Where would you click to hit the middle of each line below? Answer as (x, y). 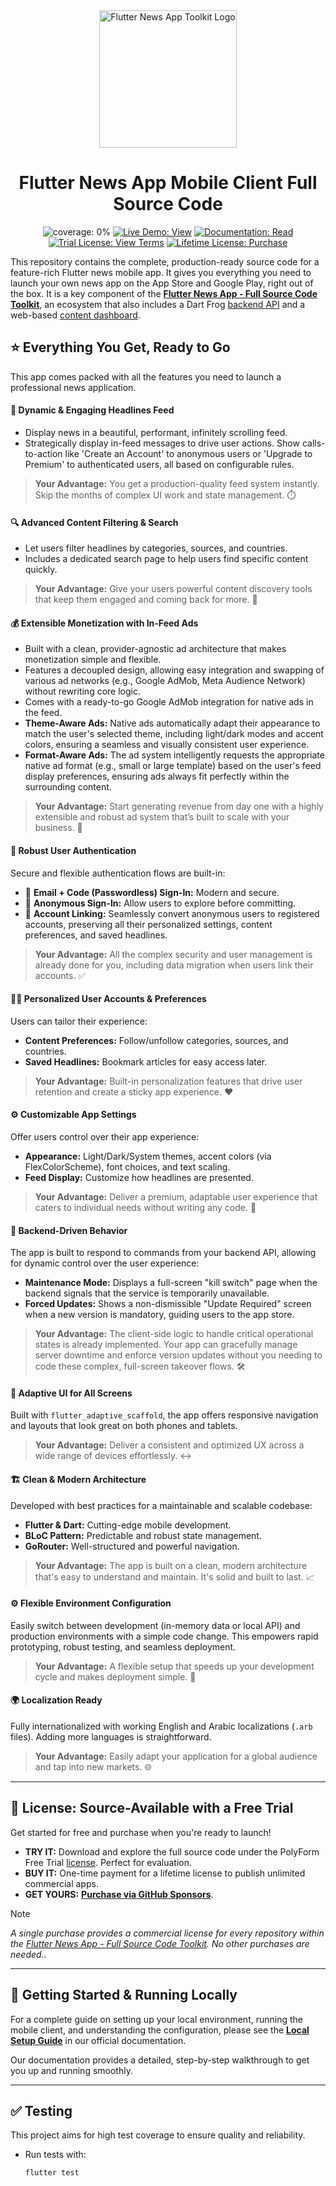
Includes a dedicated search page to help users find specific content (166, 559)
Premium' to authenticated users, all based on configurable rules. (159, 464)
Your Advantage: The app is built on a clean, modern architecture (171, 1565)
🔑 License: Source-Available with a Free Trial (152, 1808)
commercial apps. (61, 1883)
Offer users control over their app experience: (105, 1136)
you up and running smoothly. (71, 2070)
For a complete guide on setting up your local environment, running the (156, 2019)
